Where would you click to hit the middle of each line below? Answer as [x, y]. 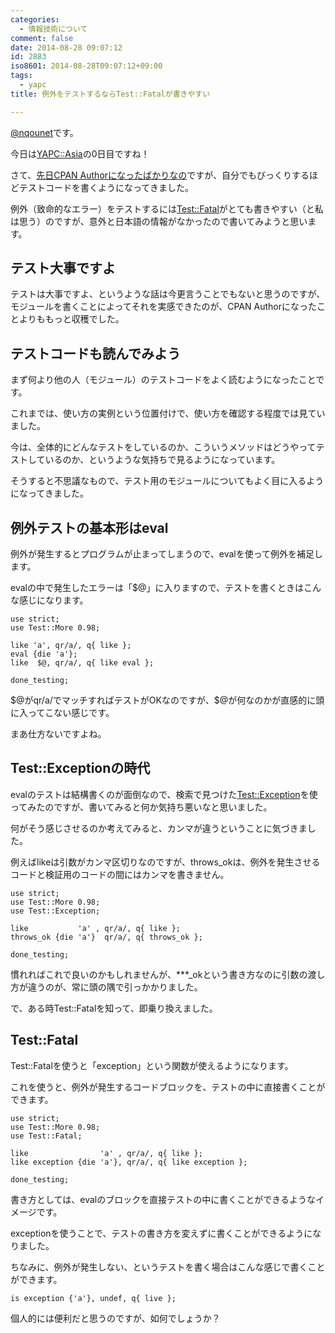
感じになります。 [53, 600]
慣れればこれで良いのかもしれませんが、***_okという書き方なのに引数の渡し [168, 974]
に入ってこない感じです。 [62, 713]
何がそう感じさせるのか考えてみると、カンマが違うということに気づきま [159, 828]
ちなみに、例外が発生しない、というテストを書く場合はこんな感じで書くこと [168, 1267]
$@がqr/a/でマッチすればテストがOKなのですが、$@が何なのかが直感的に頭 [167, 700]
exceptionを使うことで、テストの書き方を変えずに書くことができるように [161, 1233]
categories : [35, 19]
